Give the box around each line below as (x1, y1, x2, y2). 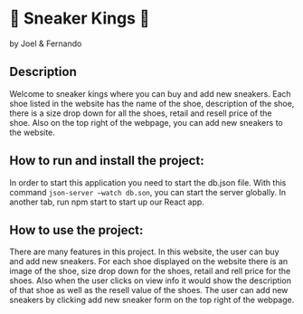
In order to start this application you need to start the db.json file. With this (9, 176, 287, 188)
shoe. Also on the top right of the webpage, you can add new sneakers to (9, 117, 283, 128)
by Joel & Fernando (9, 38, 82, 49)
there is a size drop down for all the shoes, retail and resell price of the (9, 108, 273, 119)
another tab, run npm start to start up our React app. (9, 196, 205, 207)
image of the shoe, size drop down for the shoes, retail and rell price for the (9, 266, 291, 277)
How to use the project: (9, 222, 144, 238)
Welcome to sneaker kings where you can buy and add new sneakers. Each (9, 88, 291, 99)
